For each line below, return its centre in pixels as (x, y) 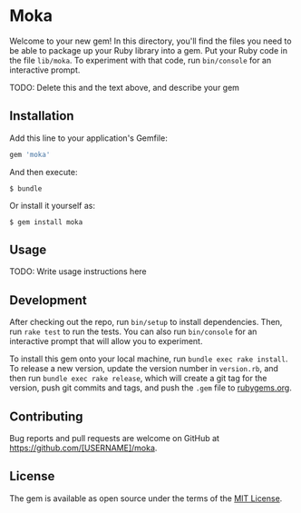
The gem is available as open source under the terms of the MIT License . (146, 498)
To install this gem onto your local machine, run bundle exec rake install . (149, 359)
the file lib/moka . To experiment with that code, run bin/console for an (141, 60)
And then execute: (44, 172)
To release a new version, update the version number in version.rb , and (144, 369)
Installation (42, 116)
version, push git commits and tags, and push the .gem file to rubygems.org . (151, 388)
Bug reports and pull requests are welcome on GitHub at (115, 439)
